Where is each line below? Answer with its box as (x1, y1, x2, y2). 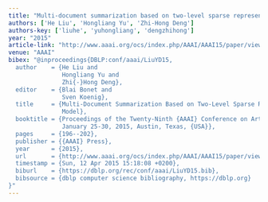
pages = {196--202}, (15, 130, 98, 138)
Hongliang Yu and (61, 71, 120, 79)
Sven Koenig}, (61, 93, 109, 101)
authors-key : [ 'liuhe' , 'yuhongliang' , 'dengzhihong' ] (8, 26, 195, 34)
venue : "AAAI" (8, 49, 56, 56)
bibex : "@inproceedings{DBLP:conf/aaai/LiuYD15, (8, 56, 173, 64)
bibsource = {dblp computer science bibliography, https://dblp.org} (15, 174, 251, 183)
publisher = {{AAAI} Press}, (15, 137, 112, 146)
